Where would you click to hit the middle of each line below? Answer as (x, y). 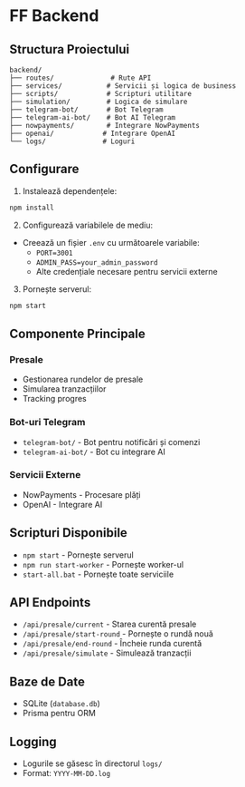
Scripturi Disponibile (69, 533)
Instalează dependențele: (70, 190)
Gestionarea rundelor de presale (83, 379)
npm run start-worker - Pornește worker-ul (103, 564)
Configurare (44, 169)
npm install (32, 208)
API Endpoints (50, 602)
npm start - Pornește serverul (78, 555)
